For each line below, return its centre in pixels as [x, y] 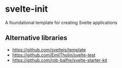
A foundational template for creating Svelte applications [61, 23]
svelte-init [26, 9]
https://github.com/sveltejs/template [49, 49]
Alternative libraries [36, 38]
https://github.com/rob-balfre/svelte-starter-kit [60, 60]
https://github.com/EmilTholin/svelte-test [54, 55]
